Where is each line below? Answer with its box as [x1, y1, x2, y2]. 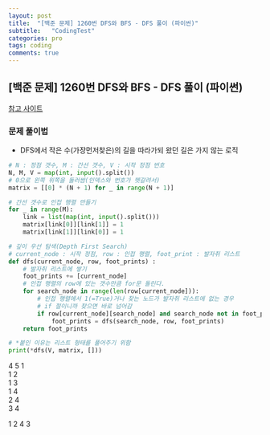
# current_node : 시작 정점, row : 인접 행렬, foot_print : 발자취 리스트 [8, 250, 240, 258]
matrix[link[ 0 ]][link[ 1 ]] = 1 [22, 221, 125, 229]
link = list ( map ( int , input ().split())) [22, 213, 160, 222]
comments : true [8, 49, 59, 57]
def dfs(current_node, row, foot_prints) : [8, 258, 157, 266]
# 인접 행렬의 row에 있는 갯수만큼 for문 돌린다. [22, 280, 166, 288]
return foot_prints [22, 324, 88, 333]
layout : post [8, 11, 52, 20]
